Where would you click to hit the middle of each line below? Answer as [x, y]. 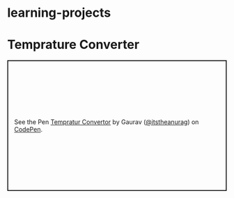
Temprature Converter [73, 45]
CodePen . [29, 130]
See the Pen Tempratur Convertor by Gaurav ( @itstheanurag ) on [107, 122]
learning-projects [59, 13]
